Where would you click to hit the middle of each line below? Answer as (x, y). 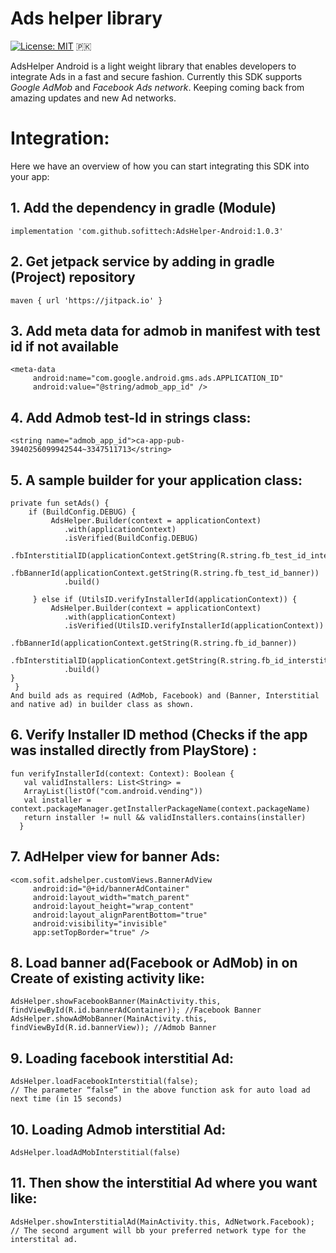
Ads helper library (86, 18)
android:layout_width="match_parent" (111, 897)
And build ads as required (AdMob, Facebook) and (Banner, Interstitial (165, 695)
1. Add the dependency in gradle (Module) (143, 208)
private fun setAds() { (60, 503)
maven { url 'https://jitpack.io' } (86, 300)
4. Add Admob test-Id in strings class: (131, 417)
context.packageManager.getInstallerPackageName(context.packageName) (160, 808)
